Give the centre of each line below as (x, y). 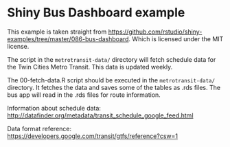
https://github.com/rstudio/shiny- (155, 32)
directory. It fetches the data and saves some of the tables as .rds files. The (114, 87)
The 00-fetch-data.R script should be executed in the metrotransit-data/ (111, 80)
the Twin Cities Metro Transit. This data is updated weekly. (90, 67)
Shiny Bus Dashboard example (96, 13)
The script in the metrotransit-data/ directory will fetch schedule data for (112, 59)
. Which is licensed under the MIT (176, 38)
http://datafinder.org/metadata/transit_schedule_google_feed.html (100, 115)
